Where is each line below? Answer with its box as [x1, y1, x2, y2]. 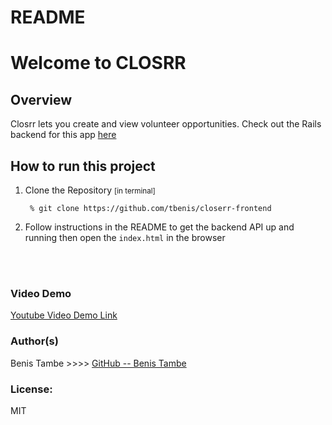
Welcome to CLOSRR [10, 52, 187, 75]
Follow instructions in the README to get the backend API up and [24, 221, 295, 233]
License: [10, 382, 53, 396]
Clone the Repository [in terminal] [24, 184, 156, 196]
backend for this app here [10, 129, 117, 141]
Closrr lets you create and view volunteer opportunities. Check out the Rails [10, 118, 322, 130]
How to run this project [10, 157, 156, 175]
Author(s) [10, 334, 59, 348]
